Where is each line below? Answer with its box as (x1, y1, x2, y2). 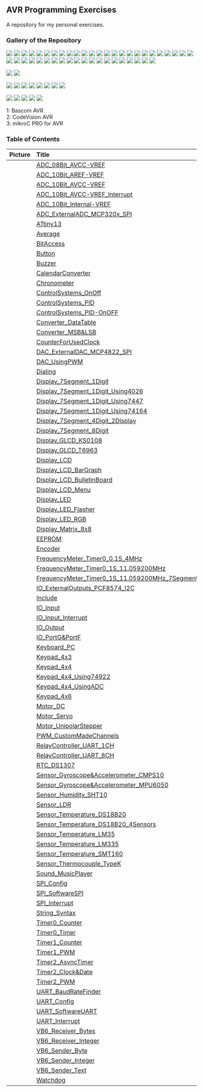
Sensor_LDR (36, 801, 71, 809)
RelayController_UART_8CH (36, 751, 115, 759)
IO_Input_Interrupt (36, 614, 88, 622)
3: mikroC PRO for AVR (6, 120, 63, 127)
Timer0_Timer (36, 928, 76, 937)
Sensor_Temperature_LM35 (36, 830, 115, 838)
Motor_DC (36, 702, 65, 710)
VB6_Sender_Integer (36, 1056, 95, 1065)
